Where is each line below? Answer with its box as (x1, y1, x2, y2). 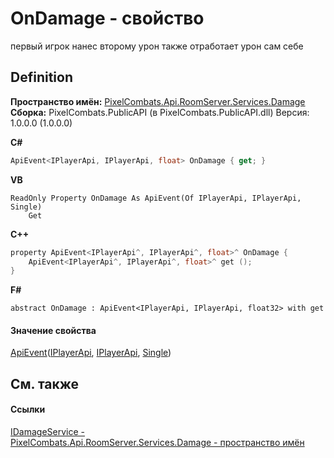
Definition (10, 69, 73, 86)
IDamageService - (10, 426, 86, 438)
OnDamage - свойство (10, 7, 205, 30)
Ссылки (10, 403, 46, 416)
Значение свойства (10, 324, 97, 336)
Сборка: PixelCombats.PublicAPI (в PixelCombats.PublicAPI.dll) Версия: (10, 106, 310, 118)
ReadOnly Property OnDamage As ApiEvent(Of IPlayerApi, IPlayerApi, (10, 193, 302, 203)
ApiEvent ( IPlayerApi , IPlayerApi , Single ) (10, 347, 172, 359)
